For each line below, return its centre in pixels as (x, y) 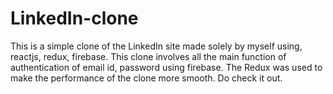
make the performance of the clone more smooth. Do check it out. (146, 78)
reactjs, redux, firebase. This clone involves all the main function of (148, 56)
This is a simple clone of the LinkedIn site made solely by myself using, (156, 46)
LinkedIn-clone (74, 18)
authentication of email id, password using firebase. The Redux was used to (166, 67)
